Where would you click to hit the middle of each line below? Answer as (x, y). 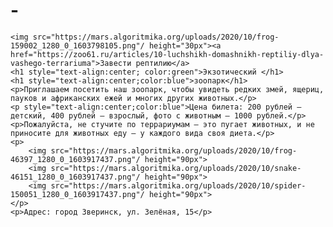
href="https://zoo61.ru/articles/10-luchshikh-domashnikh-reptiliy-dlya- (167, 54)
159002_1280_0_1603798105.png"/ (77, 45)
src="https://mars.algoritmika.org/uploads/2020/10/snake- (176, 168)
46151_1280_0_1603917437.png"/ (75, 177)
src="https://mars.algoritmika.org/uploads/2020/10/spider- (178, 185)
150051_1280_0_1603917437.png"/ (77, 194)
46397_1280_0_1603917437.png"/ (75, 159)
